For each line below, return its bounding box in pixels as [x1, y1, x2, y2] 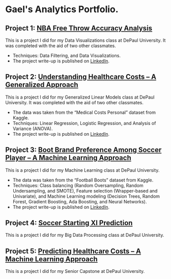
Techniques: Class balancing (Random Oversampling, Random [12, 182, 144, 189]
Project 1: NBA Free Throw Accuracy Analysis [5, 24, 153, 33]
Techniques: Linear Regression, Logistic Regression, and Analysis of [12, 120, 156, 126]
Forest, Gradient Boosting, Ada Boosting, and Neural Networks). [12, 198, 147, 204]
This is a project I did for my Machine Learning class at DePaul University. [5, 167, 160, 173]
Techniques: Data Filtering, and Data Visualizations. [12, 52, 121, 58]
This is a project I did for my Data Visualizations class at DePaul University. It [5, 37, 166, 43]
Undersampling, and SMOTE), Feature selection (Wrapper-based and [12, 188, 158, 194]
